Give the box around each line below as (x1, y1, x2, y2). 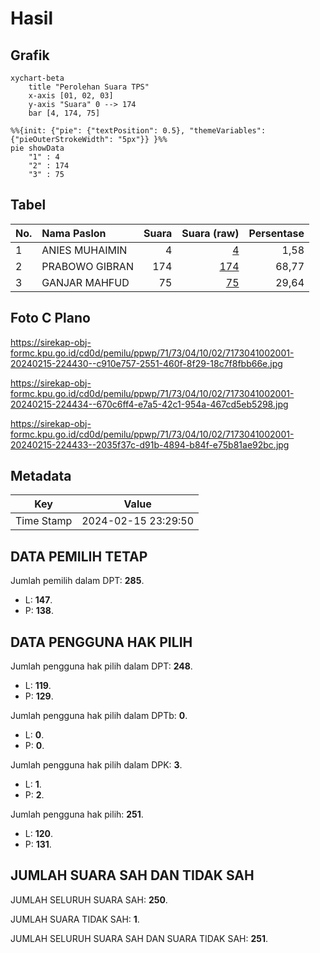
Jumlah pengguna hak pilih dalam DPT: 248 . (10, 660, 193, 672)
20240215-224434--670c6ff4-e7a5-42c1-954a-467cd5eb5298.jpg (10, 398, 289, 410)
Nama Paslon (41, 226, 107, 240)
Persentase (248, 226, 305, 240)
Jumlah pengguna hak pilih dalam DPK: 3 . (10, 759, 183, 771)
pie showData (10, 143, 65, 153)
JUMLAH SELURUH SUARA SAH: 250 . (10, 893, 168, 906)
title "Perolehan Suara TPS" (28, 82, 150, 92)
